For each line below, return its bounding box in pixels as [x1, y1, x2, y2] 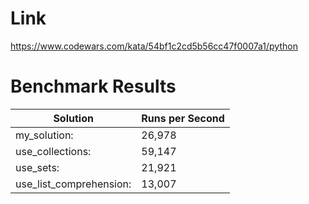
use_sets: [15, 160, 60, 174]
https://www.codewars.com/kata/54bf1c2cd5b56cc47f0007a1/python [10, 40, 298, 52]
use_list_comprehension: [15, 177, 132, 191]
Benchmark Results [10, 75, 177, 98]
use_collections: [15, 144, 92, 158]
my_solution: [15, 128, 74, 142]
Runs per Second [141, 111, 225, 125]
